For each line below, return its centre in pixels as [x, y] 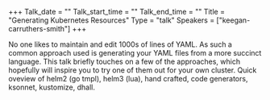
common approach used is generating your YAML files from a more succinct [135, 53]
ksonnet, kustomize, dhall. [52, 87]
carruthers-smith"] [39, 29]
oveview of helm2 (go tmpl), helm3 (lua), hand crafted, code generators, [128, 79]
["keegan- [233, 20]
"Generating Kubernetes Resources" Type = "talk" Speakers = [112, 20]
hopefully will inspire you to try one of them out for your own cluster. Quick [133, 70]
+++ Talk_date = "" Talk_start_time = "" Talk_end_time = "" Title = [117, 12]
